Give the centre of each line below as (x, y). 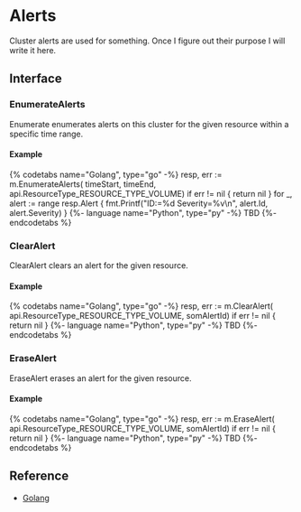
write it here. (33, 50)
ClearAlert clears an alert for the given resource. (99, 265)
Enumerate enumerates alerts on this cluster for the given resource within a (149, 124)
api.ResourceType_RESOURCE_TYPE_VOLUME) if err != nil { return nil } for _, (151, 193)
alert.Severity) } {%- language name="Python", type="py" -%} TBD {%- (143, 212)
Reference (39, 476)
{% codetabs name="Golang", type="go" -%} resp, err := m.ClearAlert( (141, 306)
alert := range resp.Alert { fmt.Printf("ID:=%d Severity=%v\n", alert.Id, (139, 203)
